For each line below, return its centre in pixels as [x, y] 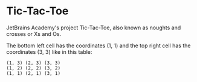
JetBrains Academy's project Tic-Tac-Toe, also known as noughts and [94, 28]
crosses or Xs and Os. [34, 34]
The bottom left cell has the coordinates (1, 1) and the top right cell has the [98, 45]
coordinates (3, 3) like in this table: [49, 51]
